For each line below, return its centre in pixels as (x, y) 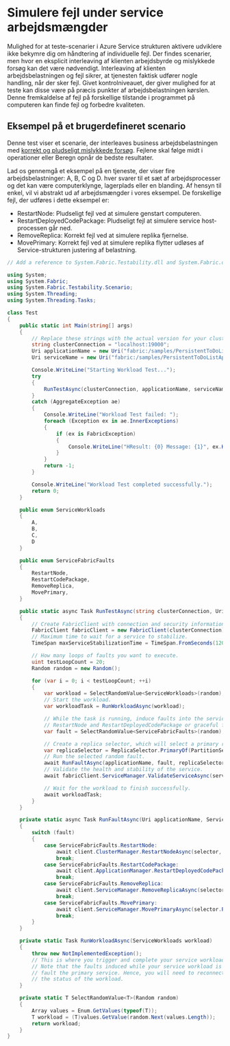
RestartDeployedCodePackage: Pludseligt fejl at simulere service (108, 221)
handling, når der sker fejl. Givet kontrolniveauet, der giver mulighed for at (111, 82)
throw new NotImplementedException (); (87, 953)
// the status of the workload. (78, 979)
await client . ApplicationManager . (105, 871)
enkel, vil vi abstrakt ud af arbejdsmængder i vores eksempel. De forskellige (114, 192)
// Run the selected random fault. (94, 757)
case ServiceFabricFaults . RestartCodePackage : (111, 865)
